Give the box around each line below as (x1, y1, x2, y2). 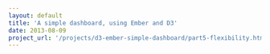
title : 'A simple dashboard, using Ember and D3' (8, 19, 178, 27)
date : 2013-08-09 (8, 26, 67, 34)
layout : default (8, 11, 63, 20)
